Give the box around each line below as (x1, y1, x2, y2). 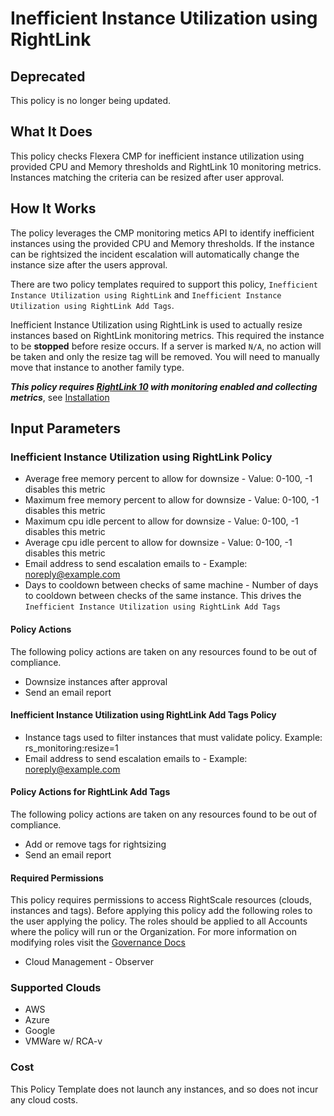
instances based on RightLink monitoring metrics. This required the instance (10, 329, 325, 341)
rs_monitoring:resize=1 (24, 742, 119, 754)
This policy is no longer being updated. (10, 95, 172, 106)
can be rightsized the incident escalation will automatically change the (10, 248, 300, 260)
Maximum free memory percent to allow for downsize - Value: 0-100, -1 (24, 494, 320, 506)
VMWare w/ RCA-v (24, 1035, 103, 1047)
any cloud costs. (10, 1093, 78, 1106)
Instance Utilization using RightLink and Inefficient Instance (10, 288, 282, 301)
